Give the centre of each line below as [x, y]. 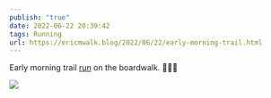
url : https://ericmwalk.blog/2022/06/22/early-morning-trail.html [136, 42]
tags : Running [36, 34]
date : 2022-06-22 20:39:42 [60, 26]
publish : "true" [39, 17]
